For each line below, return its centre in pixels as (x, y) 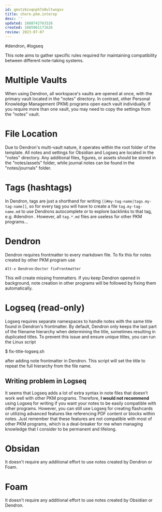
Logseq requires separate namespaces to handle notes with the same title (79, 321)
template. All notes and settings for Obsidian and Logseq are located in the (79, 152)
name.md (13, 212)
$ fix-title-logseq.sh (25, 351)
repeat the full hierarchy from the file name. (48, 366)
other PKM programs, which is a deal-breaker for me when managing (74, 424)
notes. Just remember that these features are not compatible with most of (79, 419)
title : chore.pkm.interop (31, 14)
